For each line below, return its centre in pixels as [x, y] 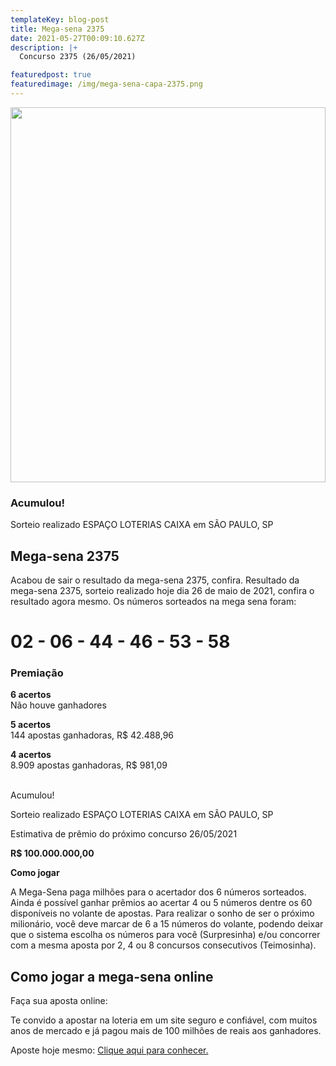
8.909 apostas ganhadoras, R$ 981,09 [89, 765]
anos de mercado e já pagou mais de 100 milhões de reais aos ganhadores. [166, 1031]
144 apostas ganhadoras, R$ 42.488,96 [92, 735]
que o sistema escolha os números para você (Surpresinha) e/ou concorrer [165, 935]
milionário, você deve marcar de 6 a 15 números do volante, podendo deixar [167, 924]
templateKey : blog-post [60, 19]
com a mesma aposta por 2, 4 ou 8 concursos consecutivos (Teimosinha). [163, 945]
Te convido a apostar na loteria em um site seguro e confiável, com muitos [164, 1020]
